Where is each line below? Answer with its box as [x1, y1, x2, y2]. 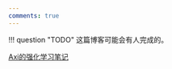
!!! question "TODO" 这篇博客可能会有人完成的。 [8, 34, 169, 44]
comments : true [8, 11, 60, 20]
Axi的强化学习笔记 [8, 51, 69, 61]
